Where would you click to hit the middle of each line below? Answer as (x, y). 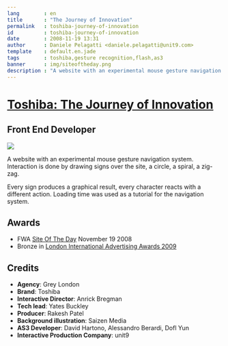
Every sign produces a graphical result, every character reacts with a (104, 187)
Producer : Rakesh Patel (50, 314)
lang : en (32, 13)
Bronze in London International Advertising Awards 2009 (97, 246)
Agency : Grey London (48, 284)
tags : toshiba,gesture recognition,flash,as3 (85, 58)
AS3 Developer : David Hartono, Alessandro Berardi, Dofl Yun (103, 328)
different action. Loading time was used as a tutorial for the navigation (105, 194)
